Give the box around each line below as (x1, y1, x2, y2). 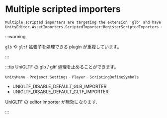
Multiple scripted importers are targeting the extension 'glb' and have (5, 20, 162, 25)
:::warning (5, 33, 26, 39)
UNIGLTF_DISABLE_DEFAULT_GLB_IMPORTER (12, 83, 107, 89)
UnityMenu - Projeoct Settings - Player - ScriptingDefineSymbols (5, 73, 139, 80)
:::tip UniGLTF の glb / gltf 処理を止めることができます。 (5, 63, 119, 70)
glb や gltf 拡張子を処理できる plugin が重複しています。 (5, 44, 122, 50)
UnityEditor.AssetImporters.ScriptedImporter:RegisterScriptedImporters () (5, 24, 166, 29)
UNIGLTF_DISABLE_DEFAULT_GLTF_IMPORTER (12, 88, 109, 95)
